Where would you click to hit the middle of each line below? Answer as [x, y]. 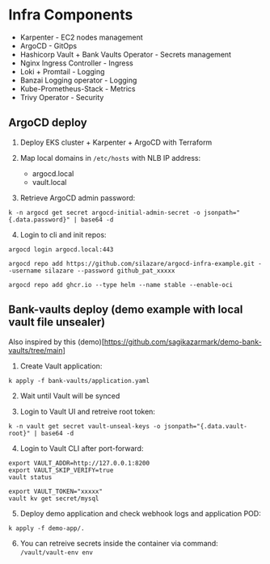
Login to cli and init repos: [63, 234]
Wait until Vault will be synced [70, 396]
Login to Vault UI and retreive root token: [88, 411]
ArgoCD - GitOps [49, 45]
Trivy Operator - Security [62, 97]
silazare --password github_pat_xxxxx [110, 271]
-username [25, 271]
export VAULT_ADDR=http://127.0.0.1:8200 [79, 463]
